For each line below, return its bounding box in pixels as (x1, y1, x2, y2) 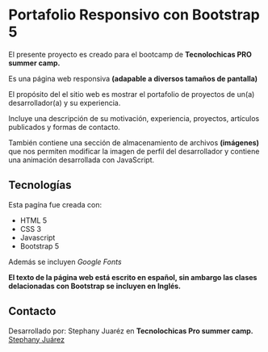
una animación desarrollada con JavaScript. (8, 155, 155, 165)
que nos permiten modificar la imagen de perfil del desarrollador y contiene (8, 146, 260, 156)
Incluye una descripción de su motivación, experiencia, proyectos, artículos (8, 113, 260, 123)
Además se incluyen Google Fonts (8, 257, 123, 266)
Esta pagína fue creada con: (8, 199, 103, 209)
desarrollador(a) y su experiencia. (8, 98, 121, 107)
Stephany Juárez (8, 334, 65, 344)
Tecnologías (8, 178, 72, 192)
